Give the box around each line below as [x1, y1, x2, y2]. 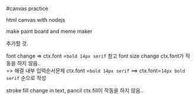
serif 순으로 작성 [6, 75, 47, 81]
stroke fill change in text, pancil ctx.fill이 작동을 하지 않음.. [6, 87, 143, 94]
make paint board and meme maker [6, 28, 93, 35]
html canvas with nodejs [6, 16, 66, 23]
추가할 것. [6, 40, 28, 46]
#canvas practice [6, 5, 48, 12]
